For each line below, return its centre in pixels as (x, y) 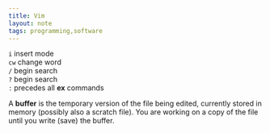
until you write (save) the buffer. (61, 121)
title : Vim (27, 16)
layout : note (30, 23)
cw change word (35, 62)
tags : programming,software (56, 31)
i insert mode (31, 54)
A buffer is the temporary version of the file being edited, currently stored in (135, 104)
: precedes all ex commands (56, 88)
